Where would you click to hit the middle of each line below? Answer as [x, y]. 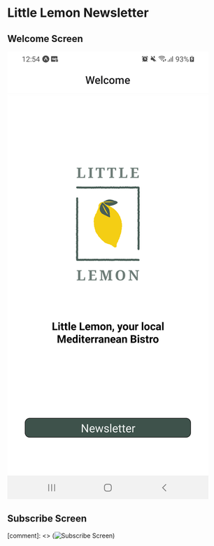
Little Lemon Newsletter [78, 13]
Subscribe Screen [47, 519]
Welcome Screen [45, 39]
